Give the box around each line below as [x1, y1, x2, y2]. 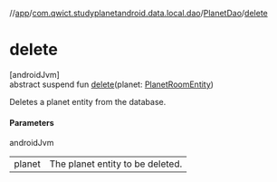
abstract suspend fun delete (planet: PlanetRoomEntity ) [9, 79, 215, 90]
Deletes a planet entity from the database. [9, 96, 167, 107]
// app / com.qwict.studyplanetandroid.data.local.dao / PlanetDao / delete [9, 8, 269, 18]
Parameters [9, 117, 54, 128]
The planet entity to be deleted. [49, 158, 183, 170]
